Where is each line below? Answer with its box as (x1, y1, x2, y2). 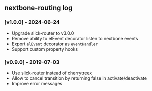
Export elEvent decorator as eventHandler (11, 41, 98, 47)
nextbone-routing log (4, 4, 73, 12)
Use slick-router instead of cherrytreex (11, 70, 92, 76)
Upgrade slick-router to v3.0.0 (11, 30, 74, 36)
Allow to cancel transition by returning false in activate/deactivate (11, 75, 147, 81)
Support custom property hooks (11, 46, 78, 52)
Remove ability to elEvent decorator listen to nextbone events (11, 35, 138, 41)
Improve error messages (11, 80, 63, 86)
